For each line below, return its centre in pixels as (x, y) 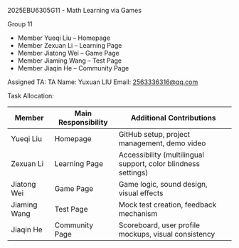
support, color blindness (159, 164)
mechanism (138, 213)
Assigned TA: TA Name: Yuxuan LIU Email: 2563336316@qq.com (103, 82)
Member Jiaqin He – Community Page (73, 68)
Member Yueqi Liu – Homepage (64, 38)
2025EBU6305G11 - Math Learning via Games (75, 10)
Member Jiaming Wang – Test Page (70, 61)
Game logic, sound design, (163, 184)
